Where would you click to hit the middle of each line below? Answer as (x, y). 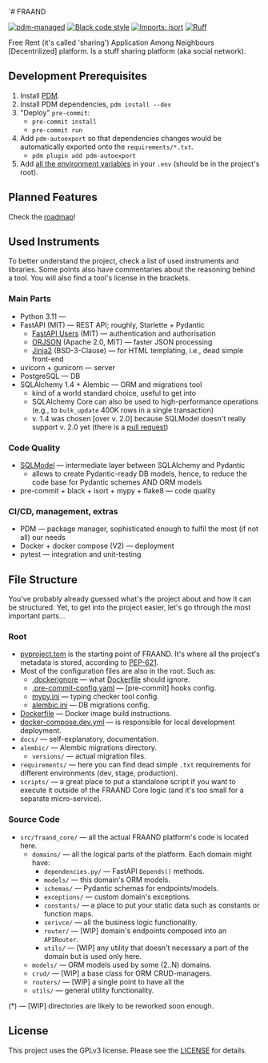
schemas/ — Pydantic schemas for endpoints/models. (131, 888)
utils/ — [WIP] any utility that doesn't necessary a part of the (146, 948)
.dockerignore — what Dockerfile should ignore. (111, 679)
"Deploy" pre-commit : (55, 112)
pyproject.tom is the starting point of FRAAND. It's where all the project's (140, 654)
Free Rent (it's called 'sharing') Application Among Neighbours (111, 42)
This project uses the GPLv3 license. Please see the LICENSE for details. (128, 1050)
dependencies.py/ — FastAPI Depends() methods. (124, 871)
